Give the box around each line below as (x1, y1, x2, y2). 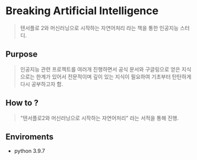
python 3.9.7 (14, 148, 45, 155)
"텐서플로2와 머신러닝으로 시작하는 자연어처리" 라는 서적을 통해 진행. (20, 114, 179, 122)
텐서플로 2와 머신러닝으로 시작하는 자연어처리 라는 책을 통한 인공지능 (20, 24, 179, 31)
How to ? (5, 98, 39, 108)
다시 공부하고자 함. (20, 80, 63, 87)
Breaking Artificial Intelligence (5, 4, 158, 18)
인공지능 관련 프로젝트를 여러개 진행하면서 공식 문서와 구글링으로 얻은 (20, 66, 180, 73)
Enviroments (5, 132, 54, 142)
